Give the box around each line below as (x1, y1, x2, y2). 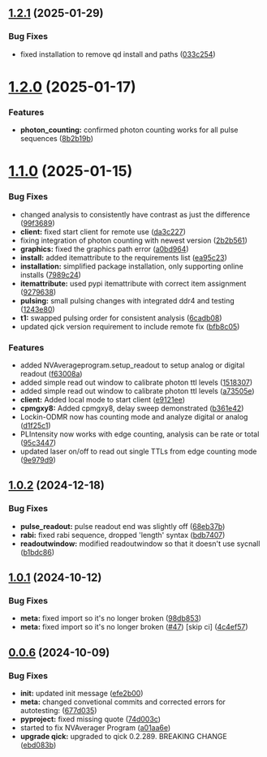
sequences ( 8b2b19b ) (19, 134, 94, 144)
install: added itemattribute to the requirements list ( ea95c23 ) (19, 252, 227, 262)
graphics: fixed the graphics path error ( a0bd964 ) (19, 243, 189, 254)
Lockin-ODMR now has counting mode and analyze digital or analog (19, 411, 248, 421)
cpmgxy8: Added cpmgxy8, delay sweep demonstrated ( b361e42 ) (19, 403, 244, 413)
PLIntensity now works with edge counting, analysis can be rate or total (19, 429, 260, 439)
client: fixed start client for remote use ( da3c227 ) (19, 226, 187, 236)
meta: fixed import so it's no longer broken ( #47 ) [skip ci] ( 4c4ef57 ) (19, 622, 249, 632)
